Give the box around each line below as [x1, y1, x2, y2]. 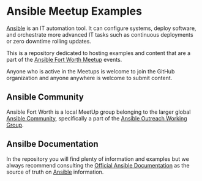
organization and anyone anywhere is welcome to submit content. [6, 74, 173, 81]
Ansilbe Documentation [6, 139, 99, 149]
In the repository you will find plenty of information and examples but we [6, 155, 190, 163]
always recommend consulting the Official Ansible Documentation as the [6, 161, 190, 169]
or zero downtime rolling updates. [6, 37, 92, 45]
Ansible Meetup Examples [6, 4, 143, 18]
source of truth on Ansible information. [6, 168, 104, 175]
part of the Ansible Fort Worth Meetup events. [6, 56, 122, 63]
